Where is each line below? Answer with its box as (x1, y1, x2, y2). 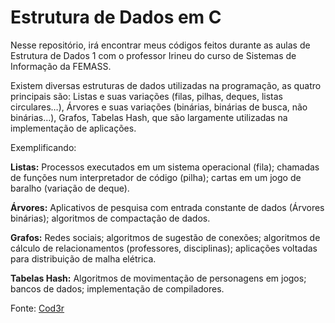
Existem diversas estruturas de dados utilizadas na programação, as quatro (10, 79, 322, 91)
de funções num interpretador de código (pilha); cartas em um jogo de (10, 171, 302, 183)
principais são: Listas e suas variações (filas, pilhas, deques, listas (10, 90, 283, 102)
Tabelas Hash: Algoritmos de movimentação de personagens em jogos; (10, 272, 307, 284)
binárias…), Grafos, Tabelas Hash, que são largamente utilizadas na (10, 111, 288, 123)
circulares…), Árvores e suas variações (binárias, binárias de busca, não (10, 101, 308, 113)
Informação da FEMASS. (10, 60, 112, 72)
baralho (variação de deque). (10, 182, 130, 194)
